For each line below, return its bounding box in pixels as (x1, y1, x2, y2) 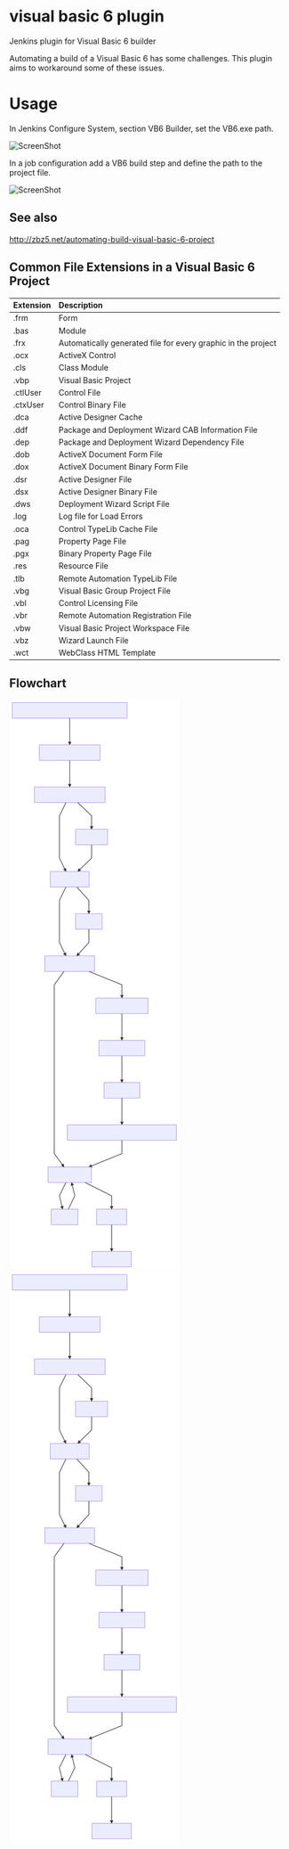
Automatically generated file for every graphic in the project (58, 337, 277, 348)
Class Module (58, 363, 109, 373)
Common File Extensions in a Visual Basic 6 (9, 260, 255, 275)
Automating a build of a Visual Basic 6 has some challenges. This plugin (9, 53, 273, 63)
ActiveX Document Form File (58, 449, 163, 460)
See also (9, 210, 58, 225)
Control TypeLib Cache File (58, 523, 158, 534)
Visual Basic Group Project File (58, 585, 172, 596)
